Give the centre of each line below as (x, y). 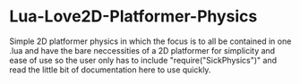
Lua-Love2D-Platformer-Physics (133, 17)
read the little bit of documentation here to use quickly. (110, 70)
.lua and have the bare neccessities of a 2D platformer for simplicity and (142, 50)
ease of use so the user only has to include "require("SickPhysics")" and (143, 60)
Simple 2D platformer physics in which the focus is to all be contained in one (150, 41)
